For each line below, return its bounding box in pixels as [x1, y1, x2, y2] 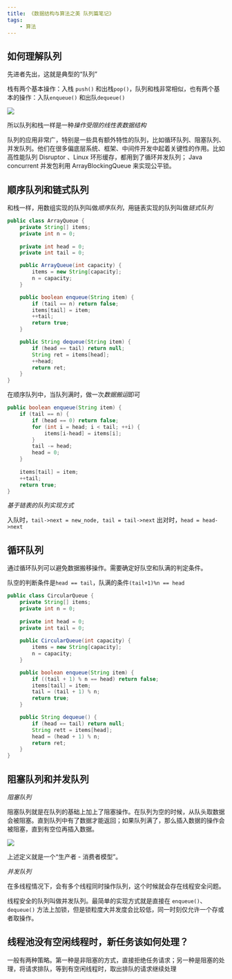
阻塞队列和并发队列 [7, 773, 89, 785]
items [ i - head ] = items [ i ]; [43, 430, 122, 437]
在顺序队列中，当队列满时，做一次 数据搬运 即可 [7, 390, 140, 399]
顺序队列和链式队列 [7, 184, 89, 196]
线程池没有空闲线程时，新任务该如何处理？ [7, 936, 188, 948]
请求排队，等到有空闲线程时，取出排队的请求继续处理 [25, 964, 177, 973]
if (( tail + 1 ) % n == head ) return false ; [32, 675, 159, 682]
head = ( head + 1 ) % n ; [32, 733, 100, 740]
